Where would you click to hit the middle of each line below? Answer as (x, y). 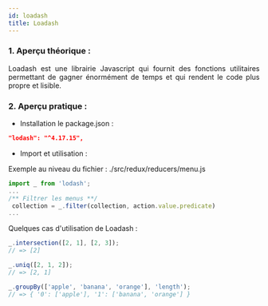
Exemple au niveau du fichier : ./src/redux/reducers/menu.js (107, 169)
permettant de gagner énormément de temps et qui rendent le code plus (134, 77)
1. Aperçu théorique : (49, 51)
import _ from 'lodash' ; (49, 183)
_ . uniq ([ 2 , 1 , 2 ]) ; (41, 265)
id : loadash (28, 16)
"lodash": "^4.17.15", (46, 138)
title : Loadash (33, 23)
